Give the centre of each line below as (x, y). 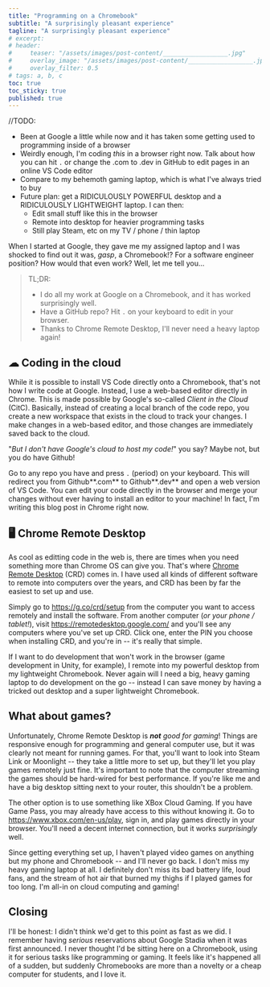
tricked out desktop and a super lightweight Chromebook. (104, 691)
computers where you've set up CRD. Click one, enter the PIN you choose (131, 632)
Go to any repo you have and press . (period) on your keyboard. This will (129, 473)
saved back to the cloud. (49, 434)
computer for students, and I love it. (67, 974)
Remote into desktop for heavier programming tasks (118, 222)
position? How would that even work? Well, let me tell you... (106, 263)
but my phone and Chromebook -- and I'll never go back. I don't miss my (129, 861)
